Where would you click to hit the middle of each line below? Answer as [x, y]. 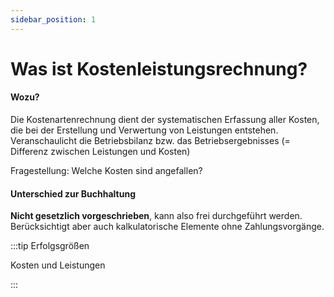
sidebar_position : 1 [53, 19]
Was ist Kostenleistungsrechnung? [159, 68]
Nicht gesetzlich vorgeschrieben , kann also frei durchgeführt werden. [156, 216]
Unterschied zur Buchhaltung [73, 193]
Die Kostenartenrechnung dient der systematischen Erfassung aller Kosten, [165, 120]
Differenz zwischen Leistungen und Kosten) [100, 152]
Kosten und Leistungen [58, 265]
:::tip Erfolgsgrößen [50, 246]
